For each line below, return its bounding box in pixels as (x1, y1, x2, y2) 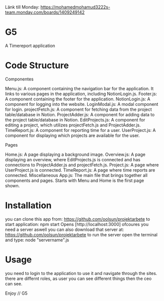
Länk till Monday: (5, 4, 40, 10)
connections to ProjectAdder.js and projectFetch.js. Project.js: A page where (5, 162, 159, 168)
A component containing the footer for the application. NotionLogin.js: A (5, 96, 151, 102)
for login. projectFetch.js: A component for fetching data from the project (5, 106, 152, 112)
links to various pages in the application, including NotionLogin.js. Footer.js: (5, 91, 158, 97)
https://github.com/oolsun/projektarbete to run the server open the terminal (5, 231, 158, 237)
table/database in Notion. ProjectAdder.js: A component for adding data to (5, 111, 155, 117)
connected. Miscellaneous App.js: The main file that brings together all (5, 172, 148, 178)
